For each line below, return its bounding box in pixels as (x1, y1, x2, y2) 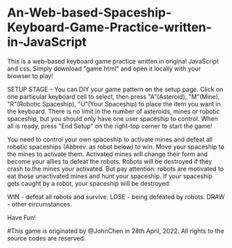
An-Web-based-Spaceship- (7, 5, 172, 21)
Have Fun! (7, 213, 37, 222)
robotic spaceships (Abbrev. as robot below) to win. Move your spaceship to (7, 142, 224, 151)
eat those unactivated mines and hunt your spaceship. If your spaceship (7, 171, 213, 180)
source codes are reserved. (7, 233, 86, 242)
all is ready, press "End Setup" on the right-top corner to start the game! (7, 122, 213, 130)
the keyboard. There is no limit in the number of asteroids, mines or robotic (7, 107, 220, 115)
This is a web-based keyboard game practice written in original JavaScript (7, 57, 219, 65)
